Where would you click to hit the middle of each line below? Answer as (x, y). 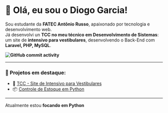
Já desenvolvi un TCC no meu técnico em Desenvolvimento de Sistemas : (82, 34)
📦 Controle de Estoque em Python (48, 89)
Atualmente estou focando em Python (45, 105)
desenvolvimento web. (28, 29)
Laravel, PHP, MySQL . (28, 45)
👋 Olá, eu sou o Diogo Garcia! (66, 10)
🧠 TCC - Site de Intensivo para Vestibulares (57, 83)
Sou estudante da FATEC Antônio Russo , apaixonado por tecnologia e (77, 24)
